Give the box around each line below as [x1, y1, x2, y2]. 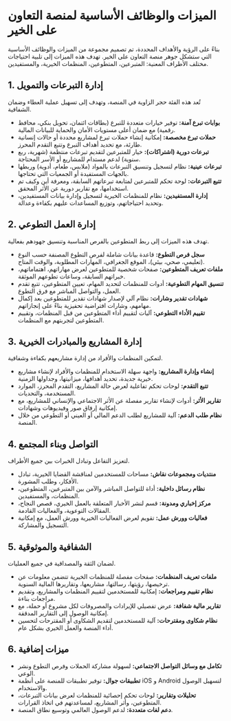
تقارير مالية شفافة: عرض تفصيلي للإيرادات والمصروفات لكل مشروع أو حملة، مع [17, 602, 221, 610]
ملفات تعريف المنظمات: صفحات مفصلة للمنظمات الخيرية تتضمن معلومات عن [17, 573, 217, 581]
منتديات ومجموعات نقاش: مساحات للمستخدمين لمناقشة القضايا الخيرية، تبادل [17, 470, 217, 478]
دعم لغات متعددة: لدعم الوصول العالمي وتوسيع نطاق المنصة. [17, 705, 173, 713]
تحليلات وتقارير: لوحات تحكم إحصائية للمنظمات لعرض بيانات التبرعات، [17, 691, 197, 699]
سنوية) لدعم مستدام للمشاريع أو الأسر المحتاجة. [17, 155, 141, 163]
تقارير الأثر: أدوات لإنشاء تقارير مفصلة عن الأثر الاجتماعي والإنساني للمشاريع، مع [17, 397, 221, 405]
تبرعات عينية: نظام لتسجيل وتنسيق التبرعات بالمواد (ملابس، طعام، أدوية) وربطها [17, 162, 222, 170]
